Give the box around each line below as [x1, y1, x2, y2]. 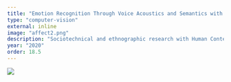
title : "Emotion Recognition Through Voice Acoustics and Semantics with [7, 10, 223, 17]
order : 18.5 [7, 49, 41, 56]
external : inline [7, 23, 57, 30]
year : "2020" [7, 42, 45, 49]
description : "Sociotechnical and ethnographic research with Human [7, 36, 208, 43]
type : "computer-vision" [7, 17, 78, 23]
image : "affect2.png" [7, 29, 69, 37]
